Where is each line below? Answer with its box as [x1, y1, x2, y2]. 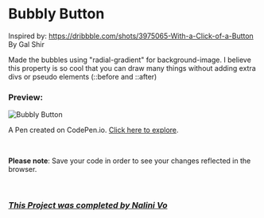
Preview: [8, 91, 44, 103]
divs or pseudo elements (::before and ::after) [8, 72, 157, 81]
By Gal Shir [8, 39, 45, 49]
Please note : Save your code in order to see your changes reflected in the [8, 156, 251, 165]
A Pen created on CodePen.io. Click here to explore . [8, 125, 179, 135]
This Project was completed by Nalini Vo [8, 200, 168, 211]
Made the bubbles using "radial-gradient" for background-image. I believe [8, 55, 252, 64]
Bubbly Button [8, 5, 105, 23]
